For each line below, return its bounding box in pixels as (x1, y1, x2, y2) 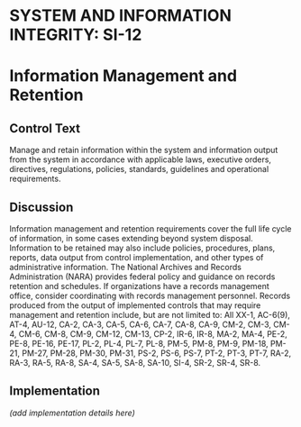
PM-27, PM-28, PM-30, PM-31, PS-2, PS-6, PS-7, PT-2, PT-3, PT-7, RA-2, (22, 348, 292, 359)
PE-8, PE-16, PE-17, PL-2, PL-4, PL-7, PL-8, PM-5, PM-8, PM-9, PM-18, (9, 339, 269, 349)
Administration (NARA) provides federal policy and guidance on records (9, 271, 276, 282)
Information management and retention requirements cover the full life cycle (9, 223, 292, 234)
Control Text (9, 121, 81, 136)
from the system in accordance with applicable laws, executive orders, (9, 154, 272, 165)
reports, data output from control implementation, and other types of (9, 252, 264, 262)
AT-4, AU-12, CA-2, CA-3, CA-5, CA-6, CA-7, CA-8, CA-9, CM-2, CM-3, (9, 319, 272, 330)
